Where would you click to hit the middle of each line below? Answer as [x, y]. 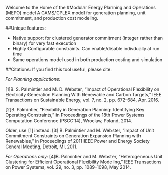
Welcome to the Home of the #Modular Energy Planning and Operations [81, 7]
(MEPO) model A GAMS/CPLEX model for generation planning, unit [75, 13]
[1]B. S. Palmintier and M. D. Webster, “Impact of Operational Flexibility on [82, 89]
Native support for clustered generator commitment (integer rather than [88, 38]
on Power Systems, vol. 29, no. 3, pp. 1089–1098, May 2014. [68, 167]
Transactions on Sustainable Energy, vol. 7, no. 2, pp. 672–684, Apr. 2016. [82, 100]
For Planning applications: [33, 79]
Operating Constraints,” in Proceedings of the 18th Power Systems [75, 115]
